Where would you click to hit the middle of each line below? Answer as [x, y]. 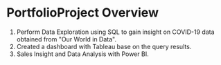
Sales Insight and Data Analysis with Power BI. [83, 54]
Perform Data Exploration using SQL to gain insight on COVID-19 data [116, 32]
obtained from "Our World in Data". [67, 39]
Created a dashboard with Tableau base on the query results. [104, 46]
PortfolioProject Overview [82, 13]
